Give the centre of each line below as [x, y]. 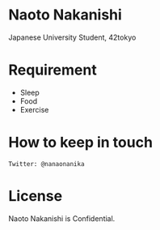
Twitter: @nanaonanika [46, 164]
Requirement [53, 70]
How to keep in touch [81, 143]
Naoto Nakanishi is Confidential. [62, 218]
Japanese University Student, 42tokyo [72, 37]
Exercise [34, 109]
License [36, 196]
